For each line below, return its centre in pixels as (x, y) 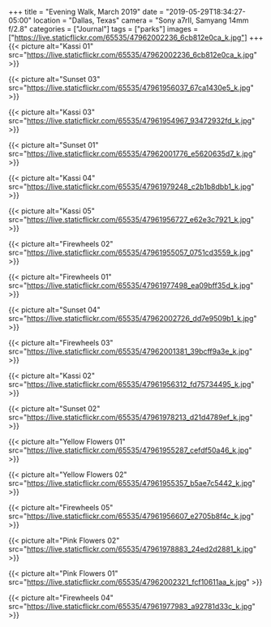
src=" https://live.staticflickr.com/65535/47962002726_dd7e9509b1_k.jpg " (133, 318)
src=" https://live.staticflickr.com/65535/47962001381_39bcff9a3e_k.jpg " (131, 351)
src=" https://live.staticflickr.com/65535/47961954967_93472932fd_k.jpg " (132, 120)
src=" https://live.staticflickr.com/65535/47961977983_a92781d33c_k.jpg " (132, 606)
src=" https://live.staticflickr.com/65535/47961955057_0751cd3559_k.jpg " (131, 252)
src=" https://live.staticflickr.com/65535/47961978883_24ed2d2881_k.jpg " (133, 549)
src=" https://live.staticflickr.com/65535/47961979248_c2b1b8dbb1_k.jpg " (131, 187)
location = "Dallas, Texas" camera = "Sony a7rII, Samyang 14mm (141, 20)
